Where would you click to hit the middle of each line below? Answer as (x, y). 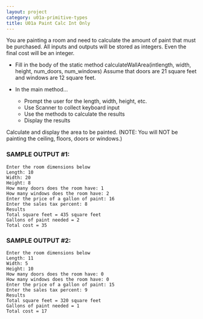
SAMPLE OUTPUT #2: (39, 240)
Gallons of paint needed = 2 (43, 220)
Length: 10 (20, 172)
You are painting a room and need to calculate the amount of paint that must (101, 41)
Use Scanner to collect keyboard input (72, 108)
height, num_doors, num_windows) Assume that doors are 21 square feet (106, 71)
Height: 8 (19, 183)
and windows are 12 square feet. (56, 78)
